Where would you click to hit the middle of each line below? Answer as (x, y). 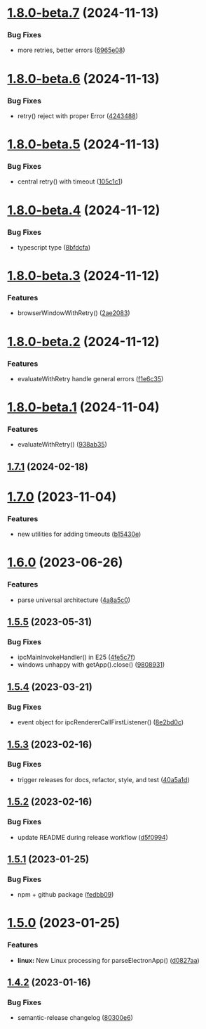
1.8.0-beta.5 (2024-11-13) (83, 145)
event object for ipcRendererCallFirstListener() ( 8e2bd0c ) (101, 722)
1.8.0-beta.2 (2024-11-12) (83, 341)
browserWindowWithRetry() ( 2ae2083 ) (74, 313)
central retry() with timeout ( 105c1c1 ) (70, 181)
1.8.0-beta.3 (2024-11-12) (83, 276)
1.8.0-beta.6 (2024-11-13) (83, 78)
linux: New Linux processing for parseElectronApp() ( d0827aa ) (108, 960)
